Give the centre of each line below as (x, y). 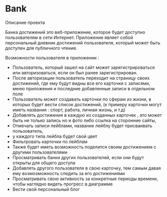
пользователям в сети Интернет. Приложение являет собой (69, 37)
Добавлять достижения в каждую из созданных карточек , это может (87, 115)
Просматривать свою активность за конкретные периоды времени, (85, 179)
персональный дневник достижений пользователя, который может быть (83, 42)
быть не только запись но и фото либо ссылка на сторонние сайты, (84, 120)
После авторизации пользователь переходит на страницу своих (81, 78)
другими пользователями (40, 152)
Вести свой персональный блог (46, 189)
